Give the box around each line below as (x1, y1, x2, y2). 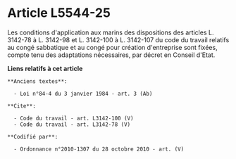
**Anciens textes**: (7, 77, 68, 85)
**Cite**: (7, 102, 37, 110)
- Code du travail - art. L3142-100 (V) (13, 115, 134, 122)
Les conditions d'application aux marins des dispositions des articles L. (7, 28, 214, 37)
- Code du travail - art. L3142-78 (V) (13, 121, 131, 128)
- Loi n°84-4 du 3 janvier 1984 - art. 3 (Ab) (13, 90, 153, 97)
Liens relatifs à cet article (7, 64, 83, 72)
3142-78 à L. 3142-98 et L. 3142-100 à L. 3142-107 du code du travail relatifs (7, 35, 230, 44)
